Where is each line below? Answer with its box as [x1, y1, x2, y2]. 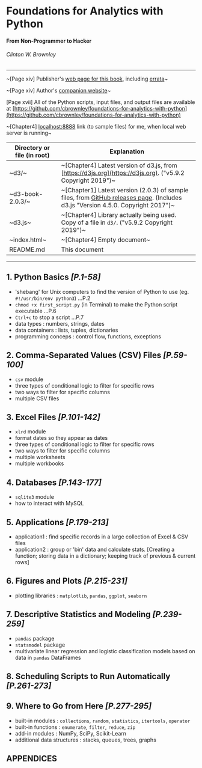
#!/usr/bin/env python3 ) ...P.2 [14, 294, 91, 302]
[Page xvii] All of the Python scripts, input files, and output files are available [6, 98, 195, 106]
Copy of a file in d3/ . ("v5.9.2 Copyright [61, 218, 173, 227]
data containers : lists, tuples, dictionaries [14, 326, 118, 334]
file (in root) [14, 151, 50, 159]
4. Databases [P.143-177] [6, 477, 102, 487]
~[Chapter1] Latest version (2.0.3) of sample [61, 186, 189, 194]
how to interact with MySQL [14, 500, 84, 507]
